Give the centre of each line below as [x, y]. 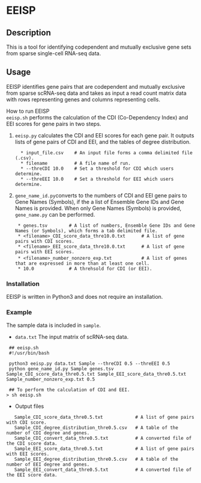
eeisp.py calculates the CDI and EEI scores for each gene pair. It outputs [104, 135]
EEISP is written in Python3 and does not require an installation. [85, 297]
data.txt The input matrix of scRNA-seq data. [72, 337]
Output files [29, 406]
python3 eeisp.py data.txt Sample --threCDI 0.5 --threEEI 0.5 [89, 364]
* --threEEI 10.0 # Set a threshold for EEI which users [97, 179]
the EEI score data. [32, 475]
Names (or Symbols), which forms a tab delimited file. [86, 231]
